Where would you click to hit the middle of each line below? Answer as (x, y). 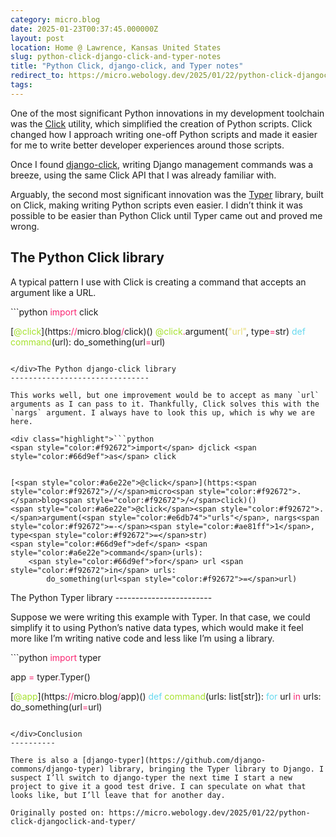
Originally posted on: (57, 812)
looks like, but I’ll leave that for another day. (118, 795)
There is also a (44, 760)
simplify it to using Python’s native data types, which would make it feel (157, 627)
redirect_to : (37, 76)
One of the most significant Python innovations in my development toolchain (167, 113)
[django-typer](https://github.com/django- (174, 760)
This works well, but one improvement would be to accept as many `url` (165, 395)
